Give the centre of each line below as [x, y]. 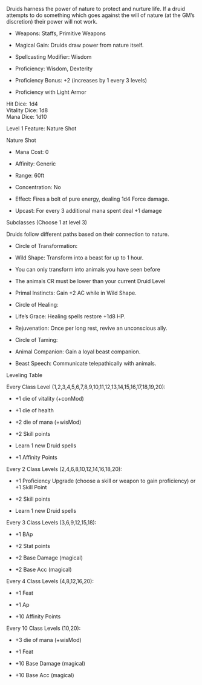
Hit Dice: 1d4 [22, 104]
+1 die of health [34, 410]
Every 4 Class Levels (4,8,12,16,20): [50, 581]
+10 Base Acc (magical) [44, 675]
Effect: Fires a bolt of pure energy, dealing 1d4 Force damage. [92, 199]
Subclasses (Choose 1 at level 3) [47, 222]
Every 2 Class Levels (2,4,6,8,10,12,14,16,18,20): [64, 469]
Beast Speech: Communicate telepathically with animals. [86, 363]
